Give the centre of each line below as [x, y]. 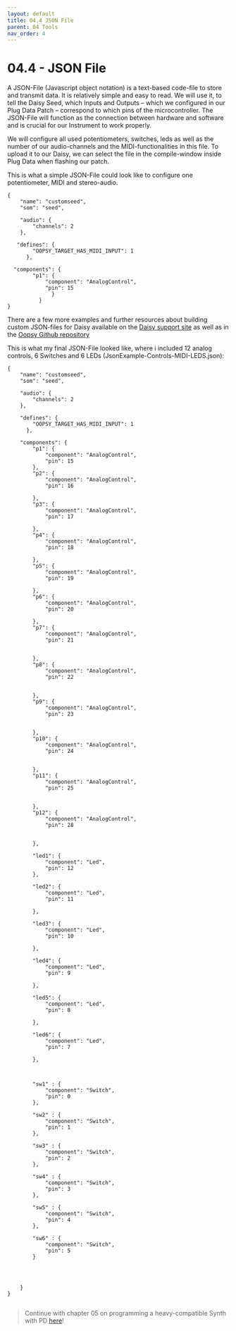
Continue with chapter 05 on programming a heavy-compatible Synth [125, 1313]
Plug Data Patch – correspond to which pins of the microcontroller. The [110, 111]
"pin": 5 [58, 1251]
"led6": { [47, 1035]
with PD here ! [44, 1321]
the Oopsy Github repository [49, 335]
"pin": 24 [59, 752]
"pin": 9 [58, 974]
